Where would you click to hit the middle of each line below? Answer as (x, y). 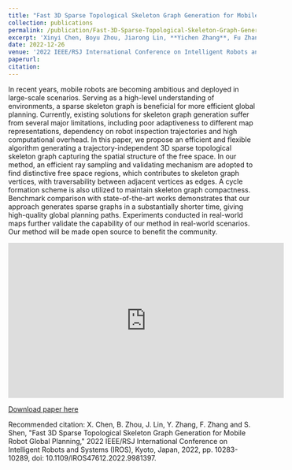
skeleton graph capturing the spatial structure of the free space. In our (122, 156)
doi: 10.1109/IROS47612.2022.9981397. (94, 457)
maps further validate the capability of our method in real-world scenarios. (129, 223)
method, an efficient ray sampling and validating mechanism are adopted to (131, 164)
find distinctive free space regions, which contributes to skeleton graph (124, 173)
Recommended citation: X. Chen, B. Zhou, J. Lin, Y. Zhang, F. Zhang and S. (129, 424)
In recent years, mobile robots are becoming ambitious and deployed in (124, 89)
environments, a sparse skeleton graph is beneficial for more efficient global (132, 106)
